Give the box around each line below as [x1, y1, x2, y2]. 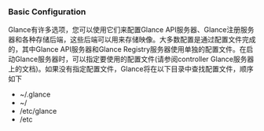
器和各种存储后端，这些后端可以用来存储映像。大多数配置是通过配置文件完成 [8, 35, 256, 45]
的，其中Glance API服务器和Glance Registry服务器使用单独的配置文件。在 [8, 45, 247, 54]
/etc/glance [19, 107, 57, 116]
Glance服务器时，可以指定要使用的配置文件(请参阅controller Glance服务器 [14, 54, 255, 64]
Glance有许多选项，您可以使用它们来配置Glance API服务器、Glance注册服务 [8, 25, 255, 35]
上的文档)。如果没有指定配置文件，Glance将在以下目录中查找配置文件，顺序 [8, 64, 254, 74]
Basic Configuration [8, 6, 86, 17]
